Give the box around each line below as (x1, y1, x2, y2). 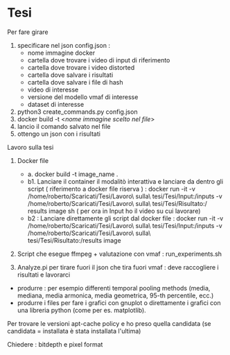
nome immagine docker (27, 49, 96, 57)
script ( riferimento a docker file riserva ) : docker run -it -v (27, 184, 196, 193)
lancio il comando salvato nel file (17, 122, 111, 130)
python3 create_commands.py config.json (17, 107, 138, 116)
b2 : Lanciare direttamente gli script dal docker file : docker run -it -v (27, 214, 224, 223)
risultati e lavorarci (17, 270, 71, 279)
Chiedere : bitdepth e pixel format (7, 340, 103, 348)
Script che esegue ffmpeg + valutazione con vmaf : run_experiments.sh (17, 250, 222, 258)
